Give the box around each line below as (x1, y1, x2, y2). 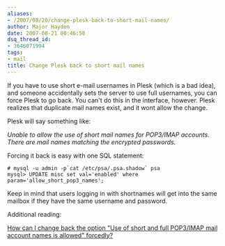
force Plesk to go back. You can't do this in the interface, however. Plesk (7, 95, 215, 105)
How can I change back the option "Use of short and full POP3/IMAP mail (7, 224, 218, 232)
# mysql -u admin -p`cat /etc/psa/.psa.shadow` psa (7, 164, 160, 171)
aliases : (7, 10, 33, 17)
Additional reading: (7, 210, 62, 218)
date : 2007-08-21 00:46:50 (7, 29, 86, 37)
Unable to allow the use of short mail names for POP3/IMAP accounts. (7, 130, 210, 139)
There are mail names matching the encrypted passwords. (7, 137, 176, 146)
